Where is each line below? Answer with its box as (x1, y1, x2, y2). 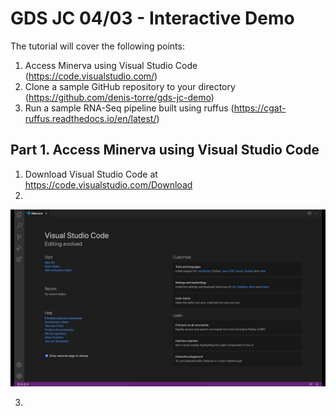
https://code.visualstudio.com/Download (24, 178, 193, 191)
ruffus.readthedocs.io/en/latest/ (24, 112, 157, 124)
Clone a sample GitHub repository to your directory (24, 80, 236, 92)
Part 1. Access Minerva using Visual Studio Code (10, 142, 320, 159)
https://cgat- (233, 102, 287, 114)
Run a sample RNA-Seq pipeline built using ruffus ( (24, 102, 235, 114)
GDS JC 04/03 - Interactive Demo (10, 7, 295, 30)
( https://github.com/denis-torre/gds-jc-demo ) (24, 91, 215, 103)
